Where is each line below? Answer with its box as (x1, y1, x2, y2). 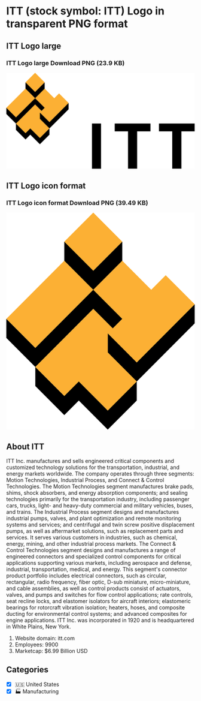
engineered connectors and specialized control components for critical (6, 553, 181, 560)
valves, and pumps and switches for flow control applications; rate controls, (6, 591, 193, 598)
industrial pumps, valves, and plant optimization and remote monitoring (6, 515, 181, 522)
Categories (6, 664, 49, 675)
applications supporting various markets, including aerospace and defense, (6, 559, 193, 567)
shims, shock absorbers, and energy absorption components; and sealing (6, 489, 188, 497)
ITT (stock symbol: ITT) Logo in (6, 4, 165, 18)
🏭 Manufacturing (14, 688, 59, 695)
